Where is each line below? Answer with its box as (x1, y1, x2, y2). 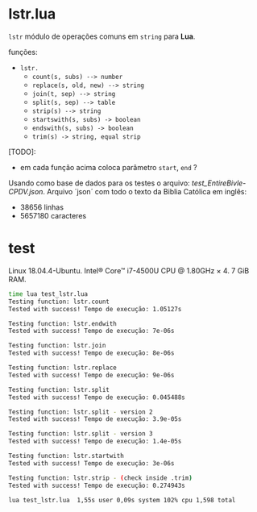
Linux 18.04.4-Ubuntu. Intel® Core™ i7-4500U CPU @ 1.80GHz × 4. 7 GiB (8, 265, 250, 275)
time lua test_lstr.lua (8, 289, 89, 298)
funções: (8, 47, 38, 56)
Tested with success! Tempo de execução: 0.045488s (8, 393, 185, 402)
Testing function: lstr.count (8, 298, 110, 306)
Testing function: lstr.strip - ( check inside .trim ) (8, 473, 193, 482)
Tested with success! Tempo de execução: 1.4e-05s (8, 437, 182, 446)
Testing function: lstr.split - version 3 (8, 430, 153, 438)
